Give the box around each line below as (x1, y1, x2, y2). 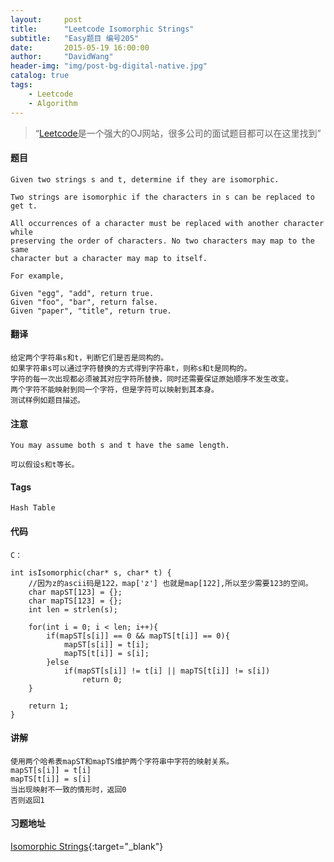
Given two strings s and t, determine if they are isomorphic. (10, 174, 280, 185)
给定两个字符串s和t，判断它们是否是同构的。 (10, 352, 169, 363)
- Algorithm (28, 98, 78, 108)
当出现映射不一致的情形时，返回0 (10, 784, 127, 795)
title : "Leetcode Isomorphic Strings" (10, 24, 195, 34)
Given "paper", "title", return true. (10, 306, 172, 316)
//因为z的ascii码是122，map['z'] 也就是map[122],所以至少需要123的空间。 (28, 578, 313, 588)
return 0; (81, 674, 123, 685)
